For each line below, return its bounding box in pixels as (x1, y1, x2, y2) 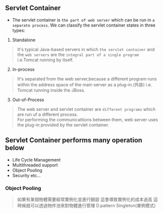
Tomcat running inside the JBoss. (17, 87, 85, 93)
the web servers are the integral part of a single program (17, 52, 139, 57)
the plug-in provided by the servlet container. (17, 122, 109, 128)
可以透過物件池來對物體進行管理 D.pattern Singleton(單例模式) (30, 202, 156, 208)
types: (12, 27, 26, 33)
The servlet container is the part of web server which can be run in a (12, 17, 155, 23)
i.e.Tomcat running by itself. (17, 56, 74, 63)
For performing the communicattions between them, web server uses (17, 116, 159, 122)
